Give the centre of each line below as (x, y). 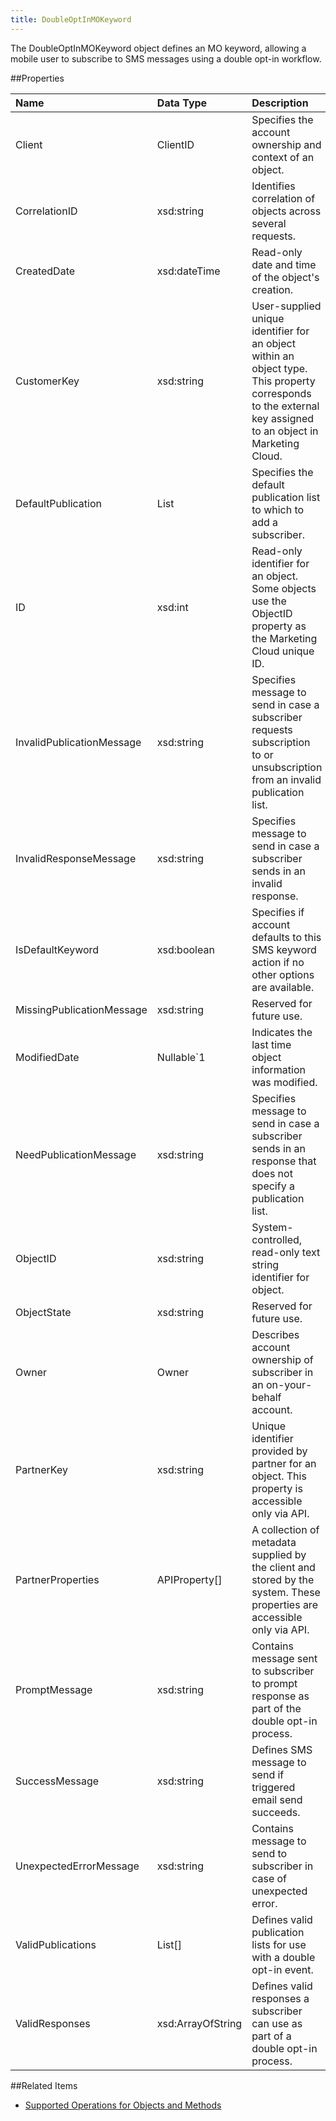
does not (272, 1173)
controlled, (277, 1239)
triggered (273, 1787)
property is (277, 1488)
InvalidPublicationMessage (78, 742)
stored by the (283, 1579)
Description (280, 103)
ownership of (282, 1359)
